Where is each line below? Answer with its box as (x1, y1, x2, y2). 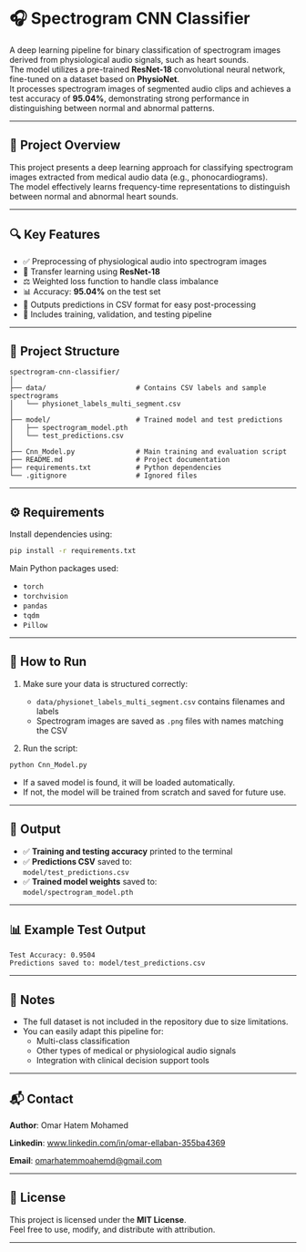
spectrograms (9, 392, 59, 401)
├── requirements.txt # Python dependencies (9, 463, 222, 473)
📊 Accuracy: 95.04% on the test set (22, 285, 161, 297)
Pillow (22, 621, 48, 631)
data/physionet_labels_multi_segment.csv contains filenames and (36, 695, 285, 707)
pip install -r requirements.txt (9, 547, 137, 556)
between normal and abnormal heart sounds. (9, 190, 179, 201)
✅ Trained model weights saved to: (22, 876, 158, 887)
